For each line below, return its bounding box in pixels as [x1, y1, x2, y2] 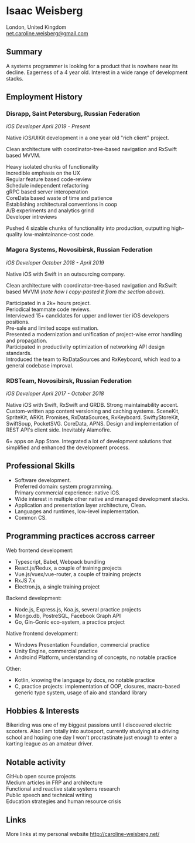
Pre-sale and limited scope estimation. [6, 325, 99, 332]
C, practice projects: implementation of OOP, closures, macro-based [14, 683, 180, 690]
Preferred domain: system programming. [14, 483, 113, 490]
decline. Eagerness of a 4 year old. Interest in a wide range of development [6, 69, 188, 76]
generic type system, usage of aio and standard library [14, 689, 148, 696]
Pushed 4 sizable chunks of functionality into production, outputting [6, 225, 170, 232]
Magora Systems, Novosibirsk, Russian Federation [6, 246, 153, 254]
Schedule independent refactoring [6, 182, 89, 189]
